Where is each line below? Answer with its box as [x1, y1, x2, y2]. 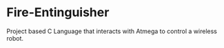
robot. [6, 34, 24, 42]
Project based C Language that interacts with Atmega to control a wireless [6, 27, 218, 35]
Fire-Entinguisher [6, 5, 110, 20]
